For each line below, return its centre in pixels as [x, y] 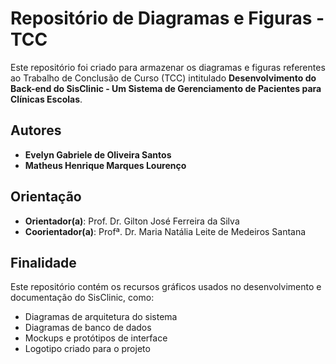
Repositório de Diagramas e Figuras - [167, 18]
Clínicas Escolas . [46, 99]
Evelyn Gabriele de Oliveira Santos [98, 154]
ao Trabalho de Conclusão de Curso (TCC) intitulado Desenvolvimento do [163, 78]
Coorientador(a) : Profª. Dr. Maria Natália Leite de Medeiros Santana [165, 231]
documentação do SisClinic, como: [82, 298]
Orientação [46, 197]
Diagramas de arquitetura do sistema [101, 317]
